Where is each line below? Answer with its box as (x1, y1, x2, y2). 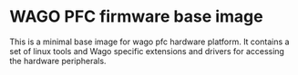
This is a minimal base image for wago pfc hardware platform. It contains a (9, 36, 290, 47)
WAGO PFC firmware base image (9, 6, 263, 27)
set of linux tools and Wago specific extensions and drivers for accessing (9, 45, 285, 56)
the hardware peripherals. (9, 55, 107, 66)
